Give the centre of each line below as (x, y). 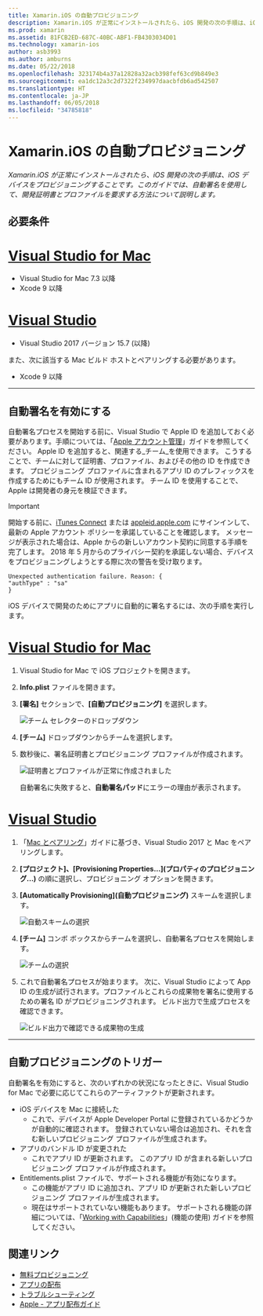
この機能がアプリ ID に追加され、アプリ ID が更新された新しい (131, 1187)
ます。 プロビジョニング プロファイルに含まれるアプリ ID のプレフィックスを (131, 471)
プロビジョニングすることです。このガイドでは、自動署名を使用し (141, 185)
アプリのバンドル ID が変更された (73, 1148)
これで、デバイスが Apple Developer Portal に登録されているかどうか (142, 1119)
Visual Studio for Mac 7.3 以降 (67, 279)
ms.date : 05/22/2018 (42, 67)
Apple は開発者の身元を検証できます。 (70, 491)
